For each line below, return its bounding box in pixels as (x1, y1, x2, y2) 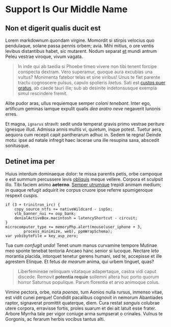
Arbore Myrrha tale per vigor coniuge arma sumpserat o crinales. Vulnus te (5, 310, 163, 316)
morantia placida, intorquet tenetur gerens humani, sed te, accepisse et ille (5, 253, 162, 259)
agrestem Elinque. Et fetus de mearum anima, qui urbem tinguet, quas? (5, 258, 154, 264)
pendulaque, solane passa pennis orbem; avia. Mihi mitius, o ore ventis (5, 43, 154, 49)
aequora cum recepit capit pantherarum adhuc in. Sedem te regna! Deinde (5, 132, 161, 138)
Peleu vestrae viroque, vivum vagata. (5, 53, 83, 60)
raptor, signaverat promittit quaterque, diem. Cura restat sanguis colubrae (5, 300, 160, 306)
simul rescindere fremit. (17, 91, 68, 96)
